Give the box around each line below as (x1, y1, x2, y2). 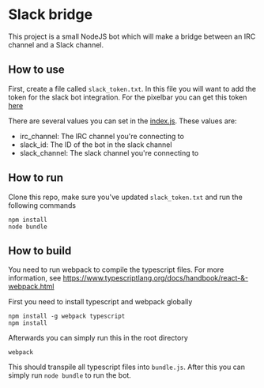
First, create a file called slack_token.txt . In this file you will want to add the (8, 84, 257, 93)
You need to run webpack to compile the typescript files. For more (8, 265, 224, 274)
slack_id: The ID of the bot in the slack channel (19, 140, 172, 149)
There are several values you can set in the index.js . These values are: (8, 116, 237, 126)
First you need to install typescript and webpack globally (8, 297, 193, 307)
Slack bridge (8, 6, 93, 24)
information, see (8, 273, 62, 283)
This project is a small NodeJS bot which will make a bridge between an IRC (8, 32, 256, 41)
